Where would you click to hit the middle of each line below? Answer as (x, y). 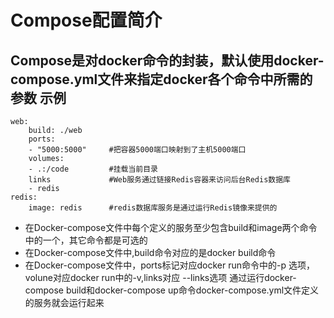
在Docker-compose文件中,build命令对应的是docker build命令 (150, 252)
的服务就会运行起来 (64, 302)
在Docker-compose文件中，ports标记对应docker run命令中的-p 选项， (169, 265)
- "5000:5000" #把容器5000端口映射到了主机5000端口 (137, 150)
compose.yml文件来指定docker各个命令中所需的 (161, 79)
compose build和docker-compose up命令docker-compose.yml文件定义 (172, 290)
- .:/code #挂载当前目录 (93, 169)
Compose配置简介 (86, 20)
